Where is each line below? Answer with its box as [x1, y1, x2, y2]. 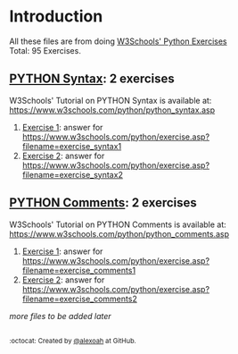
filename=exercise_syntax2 [21, 169, 123, 180]
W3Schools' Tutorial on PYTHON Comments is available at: [9, 219, 227, 230]
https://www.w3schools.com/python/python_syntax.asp [9, 105, 216, 115]
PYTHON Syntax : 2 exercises [9, 72, 176, 87]
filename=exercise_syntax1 [21, 140, 122, 151]
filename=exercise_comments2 [21, 293, 138, 304]
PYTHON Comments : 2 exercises [9, 195, 198, 211]
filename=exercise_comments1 [21, 265, 136, 275]
